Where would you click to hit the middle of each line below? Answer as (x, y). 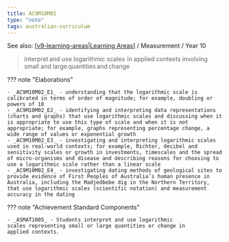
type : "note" (26, 20)
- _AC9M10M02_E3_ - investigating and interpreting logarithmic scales (111, 141)
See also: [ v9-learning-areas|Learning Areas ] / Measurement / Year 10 (107, 46)
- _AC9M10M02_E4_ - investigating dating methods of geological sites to (115, 170)
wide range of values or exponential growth (72, 135)
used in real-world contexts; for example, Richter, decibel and (102, 146)
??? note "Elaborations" (40, 80)
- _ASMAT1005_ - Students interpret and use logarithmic (90, 220)
